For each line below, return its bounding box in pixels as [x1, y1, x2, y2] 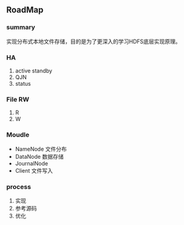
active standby [15, 67, 53, 74]
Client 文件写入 [15, 167, 53, 174]
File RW [6, 95, 29, 103]
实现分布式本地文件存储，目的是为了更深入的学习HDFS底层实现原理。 [6, 38, 181, 45]
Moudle [6, 131, 29, 139]
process [6, 182, 32, 191]
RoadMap [6, 5, 44, 15]
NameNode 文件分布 [15, 145, 67, 153]
